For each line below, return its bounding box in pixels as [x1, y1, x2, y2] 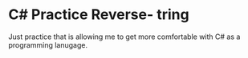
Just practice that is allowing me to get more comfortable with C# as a [8, 32, 241, 41]
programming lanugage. [8, 40, 88, 49]
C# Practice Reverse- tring [8, 6, 190, 24]
